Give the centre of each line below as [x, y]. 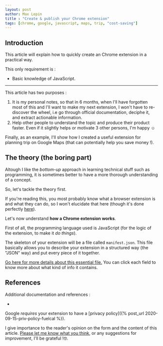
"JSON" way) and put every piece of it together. [53, 253]
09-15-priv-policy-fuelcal [30, 318]
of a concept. [18, 180]
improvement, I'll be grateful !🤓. [37, 338]
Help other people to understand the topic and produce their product [81, 123]
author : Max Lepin [24, 14]
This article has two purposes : [36, 92]
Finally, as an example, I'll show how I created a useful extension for [73, 137]
